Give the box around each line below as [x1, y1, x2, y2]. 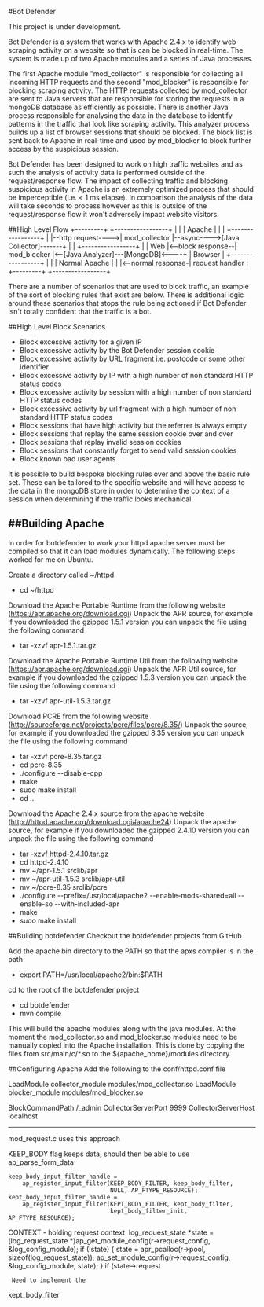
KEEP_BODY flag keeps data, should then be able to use [8, 1149, 190, 1158]
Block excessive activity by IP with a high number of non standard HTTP [19, 371, 254, 380]
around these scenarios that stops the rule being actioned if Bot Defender [8, 299, 247, 307]
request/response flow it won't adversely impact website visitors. [8, 210, 220, 218]
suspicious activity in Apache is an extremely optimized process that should [8, 185, 254, 193]
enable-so [19, 899, 53, 909]
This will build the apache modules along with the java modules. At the [8, 1023, 236, 1033]
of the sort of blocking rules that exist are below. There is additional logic [8, 290, 244, 299]
